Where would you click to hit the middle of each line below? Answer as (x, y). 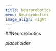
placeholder (18, 43)
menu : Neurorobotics (27, 15)
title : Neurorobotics (28, 10)
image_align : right (26, 19)
